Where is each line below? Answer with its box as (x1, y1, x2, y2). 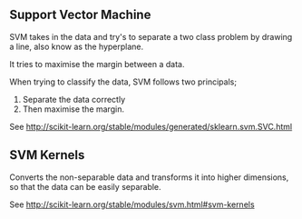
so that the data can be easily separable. (9, 181, 161, 192)
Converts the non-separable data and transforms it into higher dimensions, (9, 172, 289, 183)
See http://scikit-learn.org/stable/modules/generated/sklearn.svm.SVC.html (9, 121, 293, 132)
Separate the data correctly (22, 94, 126, 105)
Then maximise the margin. (22, 104, 125, 114)
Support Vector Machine (9, 7, 151, 23)
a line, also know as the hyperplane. (9, 41, 144, 52)
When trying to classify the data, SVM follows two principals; (9, 76, 238, 87)
